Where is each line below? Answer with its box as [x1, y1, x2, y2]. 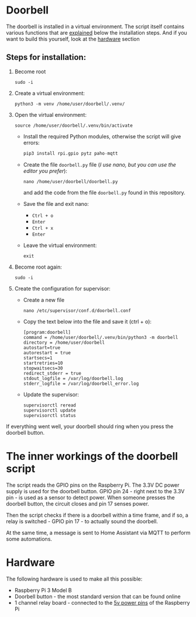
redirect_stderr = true [23, 370, 82, 376]
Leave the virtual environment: [23, 242, 97, 249]
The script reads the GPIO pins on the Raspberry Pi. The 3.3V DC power [6, 482, 180, 489]
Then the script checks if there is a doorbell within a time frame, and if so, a [6, 511, 188, 518]
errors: [23, 139, 40, 146]
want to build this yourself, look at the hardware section [6, 35, 140, 42]
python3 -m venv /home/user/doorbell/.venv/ [14, 101, 125, 107]
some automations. [6, 535, 53, 543]
